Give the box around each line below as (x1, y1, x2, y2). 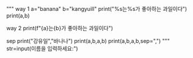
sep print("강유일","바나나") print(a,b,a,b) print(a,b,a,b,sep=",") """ (6, 37, 170, 44)
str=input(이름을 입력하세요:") (6, 45, 78, 52)
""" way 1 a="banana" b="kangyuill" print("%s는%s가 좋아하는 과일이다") (6, 5, 188, 12)
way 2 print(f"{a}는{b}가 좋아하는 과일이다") (6, 25, 114, 31)
